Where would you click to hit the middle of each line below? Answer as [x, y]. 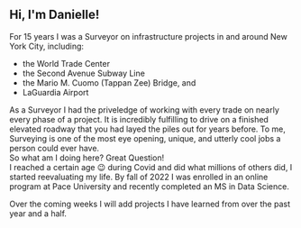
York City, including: [46, 46]
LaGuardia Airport [55, 92]
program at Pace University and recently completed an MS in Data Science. [150, 186]
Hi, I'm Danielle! [55, 15]
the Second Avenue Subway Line [84, 73]
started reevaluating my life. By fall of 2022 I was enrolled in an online [139, 177]
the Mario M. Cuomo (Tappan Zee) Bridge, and [109, 82]
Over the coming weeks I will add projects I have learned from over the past [150, 204]
